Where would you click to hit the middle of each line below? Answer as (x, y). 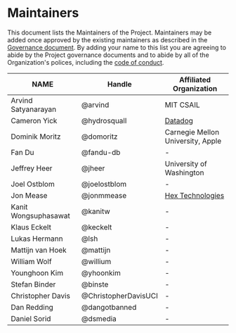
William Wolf (31, 261)
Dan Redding (32, 307)
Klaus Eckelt (31, 227)
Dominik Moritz (36, 137)
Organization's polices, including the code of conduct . (86, 62)
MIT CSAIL (182, 105)
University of (186, 163)
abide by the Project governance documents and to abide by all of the (108, 55)
